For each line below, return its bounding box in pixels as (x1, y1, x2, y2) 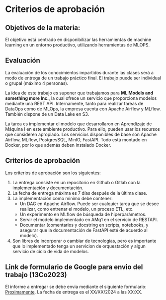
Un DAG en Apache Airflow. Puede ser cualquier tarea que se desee (19, 201, 159, 207)
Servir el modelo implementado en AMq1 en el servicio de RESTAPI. (19, 216, 158, 223)
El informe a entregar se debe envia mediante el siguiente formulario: (5, 284, 147, 290)
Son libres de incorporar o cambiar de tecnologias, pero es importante (12, 238, 157, 244)
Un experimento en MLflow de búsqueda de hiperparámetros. (19, 211, 147, 217)
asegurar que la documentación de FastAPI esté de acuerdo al (19, 227, 148, 233)
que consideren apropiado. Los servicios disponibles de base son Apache (5, 131, 157, 137)
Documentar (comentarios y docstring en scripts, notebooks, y (19, 222, 149, 228)
